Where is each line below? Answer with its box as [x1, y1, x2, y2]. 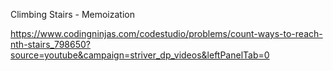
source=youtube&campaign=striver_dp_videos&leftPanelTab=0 [10, 49, 270, 61]
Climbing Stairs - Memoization [10, 9, 135, 20]
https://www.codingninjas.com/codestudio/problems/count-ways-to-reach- [10, 28, 323, 39]
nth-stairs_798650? [10, 39, 92, 50]
